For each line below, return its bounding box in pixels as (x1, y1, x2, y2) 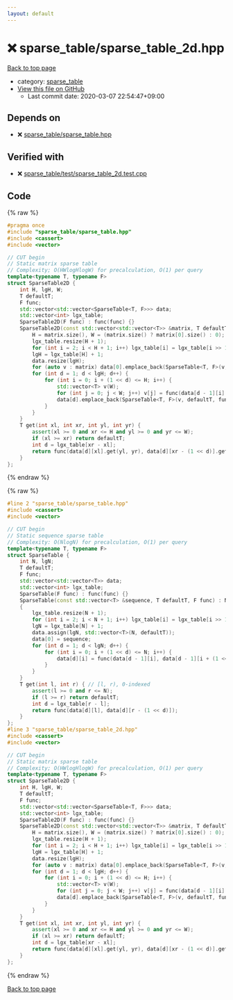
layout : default (7, 10, 54, 17)
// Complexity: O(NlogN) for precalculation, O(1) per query (7, 538, 188, 546)
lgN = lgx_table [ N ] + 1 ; (32, 623, 104, 630)
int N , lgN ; (19, 558, 54, 565)
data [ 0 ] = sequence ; (32, 636, 92, 643)
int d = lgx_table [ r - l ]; (32, 700, 110, 707)
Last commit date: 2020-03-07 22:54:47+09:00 (27, 92, 165, 100)
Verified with (7, 151, 64, 163)
